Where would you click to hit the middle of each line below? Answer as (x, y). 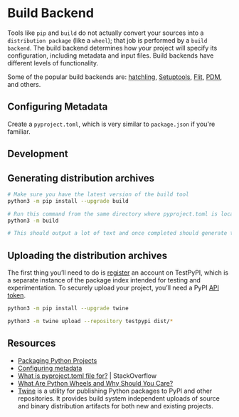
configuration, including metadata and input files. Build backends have (111, 56)
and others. (24, 84)
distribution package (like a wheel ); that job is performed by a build (107, 40)
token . (17, 295)
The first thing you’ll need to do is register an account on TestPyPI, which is (118, 273)
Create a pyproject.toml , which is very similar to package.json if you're (111, 124)
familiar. (19, 131)
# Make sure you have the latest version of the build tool (99, 194)
